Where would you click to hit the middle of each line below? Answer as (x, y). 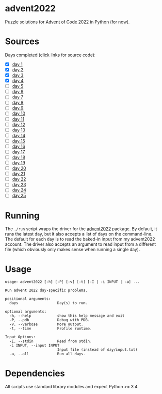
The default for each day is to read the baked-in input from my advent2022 (80, 239)
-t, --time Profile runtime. (51, 329)
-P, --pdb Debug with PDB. (50, 320)
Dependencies (35, 373)
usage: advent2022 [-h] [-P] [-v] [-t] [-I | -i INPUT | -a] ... (72, 282)
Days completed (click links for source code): (50, 55)
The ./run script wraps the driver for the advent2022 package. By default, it (81, 229)
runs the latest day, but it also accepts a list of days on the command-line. (79, 234)
